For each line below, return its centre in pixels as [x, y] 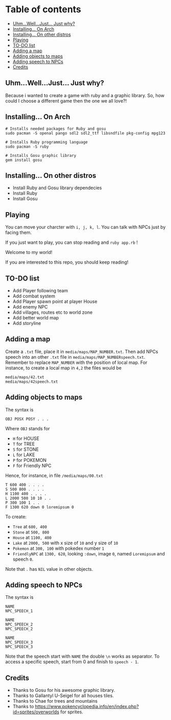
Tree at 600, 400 [30, 526]
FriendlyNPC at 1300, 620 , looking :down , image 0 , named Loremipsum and [89, 553]
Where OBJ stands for [28, 428]
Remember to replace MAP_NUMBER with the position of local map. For [76, 362]
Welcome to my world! [29, 252]
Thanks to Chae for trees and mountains [55, 701]
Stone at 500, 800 [31, 532]
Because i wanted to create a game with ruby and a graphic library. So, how [85, 95]
